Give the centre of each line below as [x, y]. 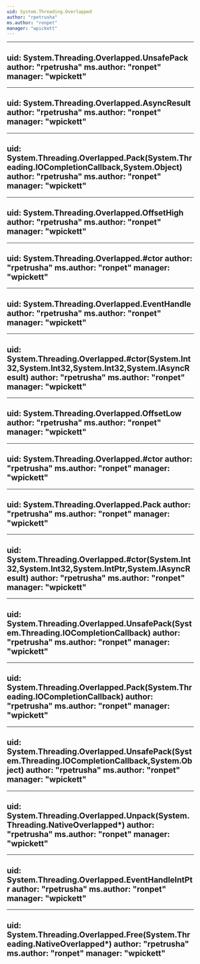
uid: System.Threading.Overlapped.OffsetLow [94, 414]
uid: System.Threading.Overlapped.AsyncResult [99, 104]
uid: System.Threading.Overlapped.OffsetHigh [95, 213]
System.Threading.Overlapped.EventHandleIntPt [100, 879]
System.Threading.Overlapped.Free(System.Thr [99, 935]
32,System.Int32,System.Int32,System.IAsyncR [98, 368]
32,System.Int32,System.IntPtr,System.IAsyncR [99, 569]
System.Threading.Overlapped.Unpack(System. [98, 816]
